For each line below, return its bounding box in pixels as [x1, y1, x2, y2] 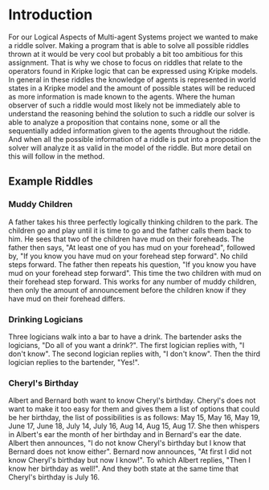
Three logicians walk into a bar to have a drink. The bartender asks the [8, 331, 243, 342]
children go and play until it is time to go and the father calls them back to [8, 225, 251, 235]
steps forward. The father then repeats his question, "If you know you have [8, 259, 257, 269]
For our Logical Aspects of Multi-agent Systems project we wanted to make [8, 32, 259, 42]
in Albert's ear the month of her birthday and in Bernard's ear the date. [8, 430, 243, 439]
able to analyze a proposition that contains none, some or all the [8, 117, 221, 127]
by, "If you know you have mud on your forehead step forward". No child [8, 251, 248, 261]
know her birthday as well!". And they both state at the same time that [8, 464, 238, 474]
